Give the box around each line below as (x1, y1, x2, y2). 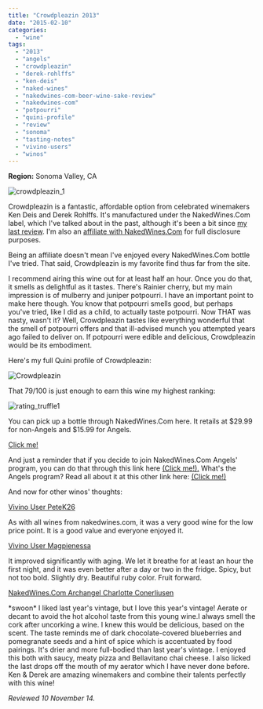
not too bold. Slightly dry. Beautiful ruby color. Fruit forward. (8, 573, 203, 583)
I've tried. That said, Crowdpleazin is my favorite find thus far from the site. (8, 259, 250, 268)
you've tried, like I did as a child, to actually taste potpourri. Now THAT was (8, 307, 251, 317)
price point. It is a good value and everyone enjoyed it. (8, 526, 184, 536)
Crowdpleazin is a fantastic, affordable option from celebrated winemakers (8, 202, 250, 212)
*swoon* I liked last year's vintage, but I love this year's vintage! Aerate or (8, 603, 247, 613)
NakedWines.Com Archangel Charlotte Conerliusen (8, 588, 174, 598)
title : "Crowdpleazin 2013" (8, 11, 100, 20)
